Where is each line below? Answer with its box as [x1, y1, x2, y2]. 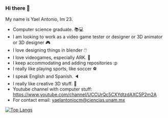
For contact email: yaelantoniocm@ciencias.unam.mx [12, 97, 125, 103]
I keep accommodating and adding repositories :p [12, 60, 117, 66]
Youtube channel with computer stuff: [12, 86, 92, 92]
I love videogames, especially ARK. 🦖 [12, 55, 91, 61]
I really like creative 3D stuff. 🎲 [12, 81, 77, 87]
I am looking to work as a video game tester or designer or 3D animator [12, 34, 163, 40]
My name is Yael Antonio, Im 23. [5, 16, 73, 22]
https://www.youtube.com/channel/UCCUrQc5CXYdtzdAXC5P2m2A [12, 91, 157, 98]
